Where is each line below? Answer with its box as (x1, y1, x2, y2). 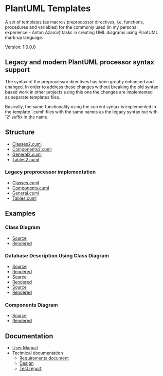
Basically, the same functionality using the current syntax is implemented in (5, 103, 157, 110)
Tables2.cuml (12, 156, 39, 162)
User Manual (12, 344, 38, 351)
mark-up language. (5, 35, 43, 40)
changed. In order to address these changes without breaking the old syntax (5, 84, 159, 90)
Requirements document (19, 355, 69, 361)
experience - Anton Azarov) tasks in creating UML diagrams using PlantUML (5, 29, 158, 35)
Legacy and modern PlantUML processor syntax (5, 58, 155, 66)
